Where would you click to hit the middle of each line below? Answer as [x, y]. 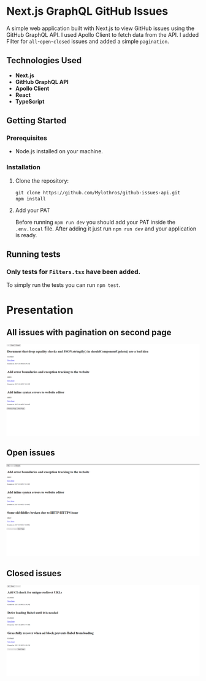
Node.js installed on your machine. [59, 151]
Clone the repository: [42, 181]
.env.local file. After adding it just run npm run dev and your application [106, 229]
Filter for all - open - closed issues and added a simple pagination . [88, 41]
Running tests [34, 255]
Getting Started [36, 121]
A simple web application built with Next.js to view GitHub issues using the [101, 28]
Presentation [40, 310]
